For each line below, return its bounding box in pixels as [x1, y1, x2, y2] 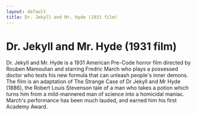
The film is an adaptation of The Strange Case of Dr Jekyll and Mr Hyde [6, 78, 181, 85]
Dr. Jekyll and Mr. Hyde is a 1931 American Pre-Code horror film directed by [6, 59, 191, 66]
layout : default [6, 8, 46, 15]
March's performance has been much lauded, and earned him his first [6, 97, 177, 104]
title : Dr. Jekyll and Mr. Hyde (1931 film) [6, 14, 118, 20]
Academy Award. [6, 103, 48, 110]
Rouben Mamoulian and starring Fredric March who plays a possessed [6, 66, 179, 73]
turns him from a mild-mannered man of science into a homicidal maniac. [6, 91, 185, 98]
